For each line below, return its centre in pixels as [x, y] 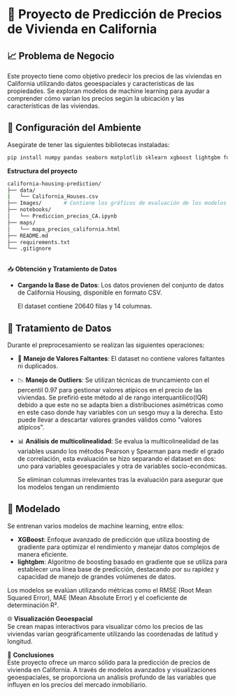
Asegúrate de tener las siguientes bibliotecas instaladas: [88, 144]
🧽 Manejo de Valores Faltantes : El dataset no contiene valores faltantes [121, 358]
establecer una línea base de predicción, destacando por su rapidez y [118, 569]
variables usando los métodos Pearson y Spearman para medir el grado [121, 451]
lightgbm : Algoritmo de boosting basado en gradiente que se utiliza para [122, 562]
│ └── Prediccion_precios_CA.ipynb [62, 216]
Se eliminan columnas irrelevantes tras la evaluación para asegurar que [120, 480]
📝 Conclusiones [31, 655]
